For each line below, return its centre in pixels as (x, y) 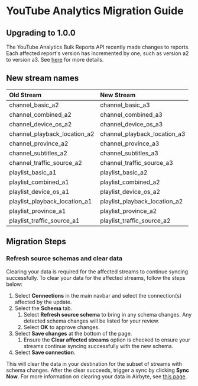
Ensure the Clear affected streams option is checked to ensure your (107, 340)
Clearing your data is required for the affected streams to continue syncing (97, 272)
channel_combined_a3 (131, 114)
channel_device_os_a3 (132, 124)
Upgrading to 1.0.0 (41, 33)
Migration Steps (36, 242)
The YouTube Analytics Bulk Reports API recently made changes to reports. (98, 47)
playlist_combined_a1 (39, 182)
